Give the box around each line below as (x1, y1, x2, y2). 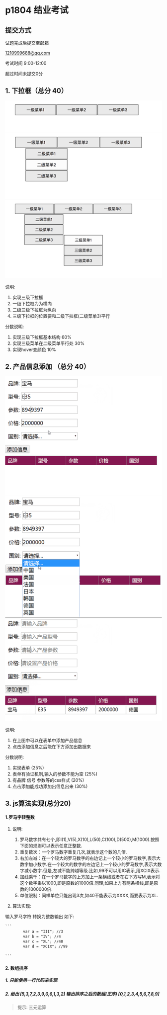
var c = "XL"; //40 (23, 939, 64, 944)
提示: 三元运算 (17, 1005, 46, 1011)
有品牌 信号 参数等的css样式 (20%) (12, 777, 84, 783)
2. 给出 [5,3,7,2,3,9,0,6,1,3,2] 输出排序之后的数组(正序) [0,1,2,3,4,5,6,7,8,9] (5, 991, 160, 997)
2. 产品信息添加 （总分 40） (5, 362, 90, 371)
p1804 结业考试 (5, 4, 69, 16)
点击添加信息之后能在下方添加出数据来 (12, 744, 91, 750)
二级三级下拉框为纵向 (12, 307, 56, 313)
